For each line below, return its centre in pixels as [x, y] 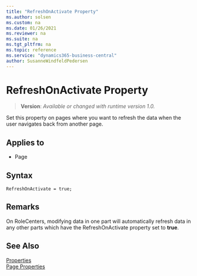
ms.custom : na [24, 22]
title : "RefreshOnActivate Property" [52, 11]
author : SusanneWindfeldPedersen [47, 61]
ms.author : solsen [29, 17]
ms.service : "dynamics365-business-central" [61, 55]
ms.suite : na [22, 39]
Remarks [23, 207]
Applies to [25, 142]
